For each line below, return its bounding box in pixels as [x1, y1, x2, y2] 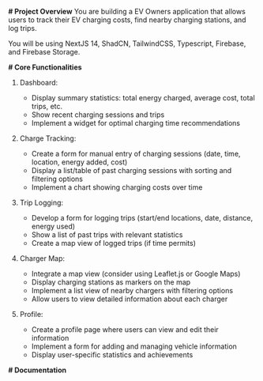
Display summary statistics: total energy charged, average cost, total [31, 93, 255, 102]
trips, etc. [31, 102, 63, 111]
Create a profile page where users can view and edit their [31, 325, 219, 334]
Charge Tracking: [19, 134, 77, 143]
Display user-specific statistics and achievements [31, 350, 193, 359]
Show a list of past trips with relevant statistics [31, 230, 183, 240]
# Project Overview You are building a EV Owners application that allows [8, 7, 246, 16]
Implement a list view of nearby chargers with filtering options [31, 286, 234, 295]
